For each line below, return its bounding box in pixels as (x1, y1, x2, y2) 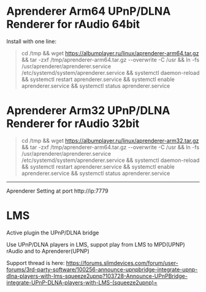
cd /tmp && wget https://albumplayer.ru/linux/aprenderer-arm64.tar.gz (21, 49, 199, 56)
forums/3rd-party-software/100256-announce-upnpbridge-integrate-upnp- (6, 266, 198, 273)
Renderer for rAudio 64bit (6, 17, 140, 31)
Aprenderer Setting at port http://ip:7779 (6, 187, 109, 194)
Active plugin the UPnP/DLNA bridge (6, 229, 99, 236)
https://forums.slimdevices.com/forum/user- (66, 259, 179, 266)
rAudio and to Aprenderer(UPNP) (6, 247, 90, 255)
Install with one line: (6, 37, 57, 45)
